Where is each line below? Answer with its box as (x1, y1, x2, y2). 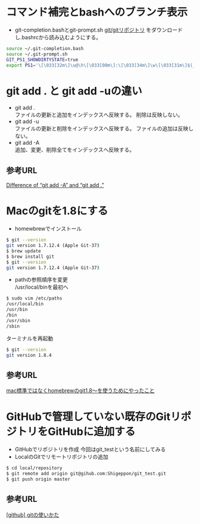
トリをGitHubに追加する (17, 425, 136, 438)
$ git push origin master (6, 476, 70, 482)
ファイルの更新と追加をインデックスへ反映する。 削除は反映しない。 (14, 111, 183, 118)
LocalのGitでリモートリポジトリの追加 (14, 453, 108, 460)
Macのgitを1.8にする (6, 204, 108, 218)
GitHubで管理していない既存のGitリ (6, 410, 181, 423)
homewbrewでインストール (14, 225, 82, 232)
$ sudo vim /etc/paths (6, 295, 62, 301)
